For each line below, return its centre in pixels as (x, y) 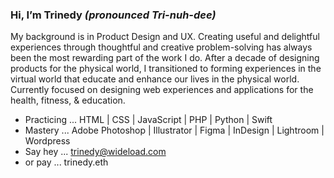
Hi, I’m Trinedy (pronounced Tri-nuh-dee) (113, 15)
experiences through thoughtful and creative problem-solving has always (161, 47)
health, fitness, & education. (68, 100)
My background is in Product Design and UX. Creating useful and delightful (165, 37)
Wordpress (47, 141)
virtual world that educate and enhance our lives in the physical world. (155, 79)
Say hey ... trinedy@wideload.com (95, 152)
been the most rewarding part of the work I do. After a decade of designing (165, 58)
